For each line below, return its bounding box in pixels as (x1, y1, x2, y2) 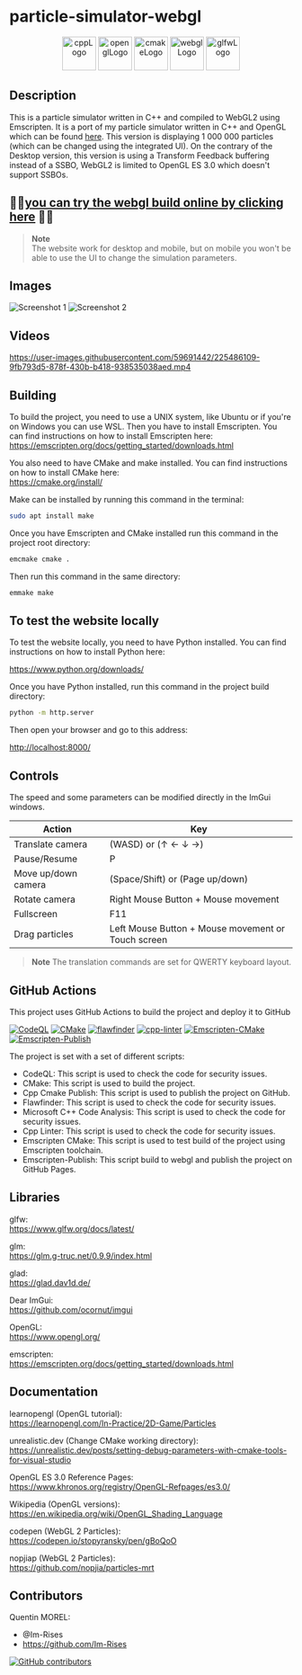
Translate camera (13, 838, 88, 851)
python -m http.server (9, 708, 94, 717)
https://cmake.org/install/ (9, 477, 103, 487)
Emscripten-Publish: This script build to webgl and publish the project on (22, 1154, 292, 1165)
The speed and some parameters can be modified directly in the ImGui (9, 792, 271, 803)
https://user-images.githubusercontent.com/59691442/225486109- (9, 352, 261, 363)
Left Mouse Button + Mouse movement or (109, 922, 286, 935)
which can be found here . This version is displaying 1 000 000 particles (9, 130, 274, 141)
